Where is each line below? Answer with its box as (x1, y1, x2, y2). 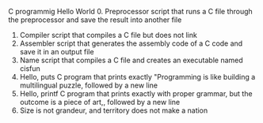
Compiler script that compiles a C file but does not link (19, 31, 198, 39)
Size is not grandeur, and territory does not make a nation (19, 106, 208, 115)
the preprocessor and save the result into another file (8, 15, 182, 24)
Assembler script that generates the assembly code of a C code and (19, 39, 243, 48)
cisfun (19, 64, 41, 73)
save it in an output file (19, 47, 94, 56)
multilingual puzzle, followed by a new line (19, 80, 158, 90)
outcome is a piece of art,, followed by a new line (19, 98, 181, 106)
